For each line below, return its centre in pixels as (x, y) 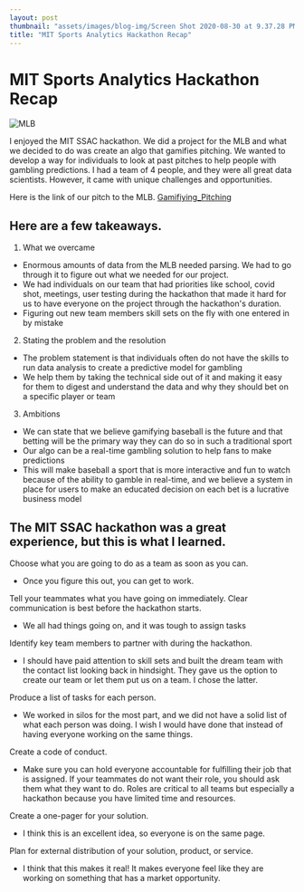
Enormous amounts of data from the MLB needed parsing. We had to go (157, 265)
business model (52, 499)
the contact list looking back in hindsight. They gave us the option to (150, 670)
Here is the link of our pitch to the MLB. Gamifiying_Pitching (121, 197)
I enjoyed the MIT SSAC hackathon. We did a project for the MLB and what (148, 141)
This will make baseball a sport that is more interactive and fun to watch (157, 470)
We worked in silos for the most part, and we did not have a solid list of (155, 715)
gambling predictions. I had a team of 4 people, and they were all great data (151, 170)
